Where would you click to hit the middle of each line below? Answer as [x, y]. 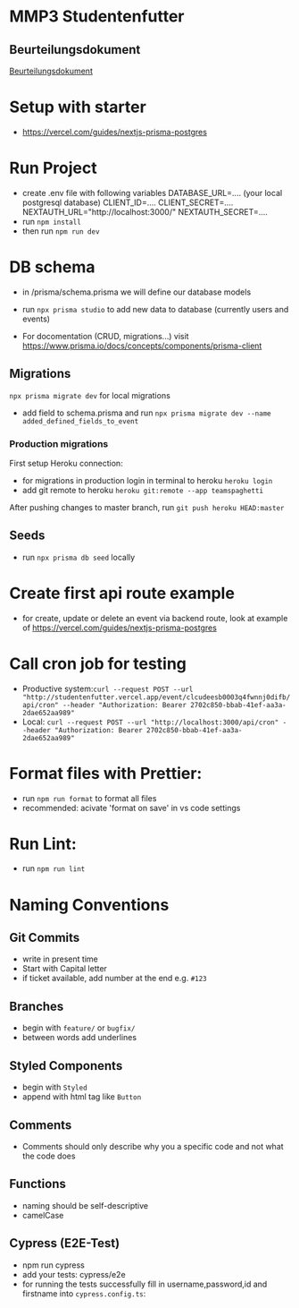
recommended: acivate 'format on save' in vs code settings [131, 808]
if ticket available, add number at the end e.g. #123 [114, 979]
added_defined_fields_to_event [80, 421]
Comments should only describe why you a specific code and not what [153, 1146]
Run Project [53, 168]
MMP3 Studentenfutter [97, 17]
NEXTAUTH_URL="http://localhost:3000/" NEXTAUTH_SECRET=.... [145, 211]
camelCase [43, 1215]
